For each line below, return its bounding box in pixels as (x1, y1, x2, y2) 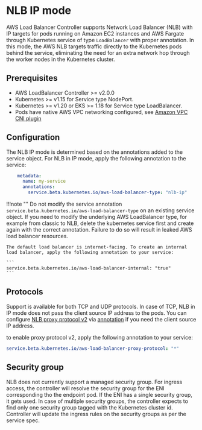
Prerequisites (6, 73, 58, 83)
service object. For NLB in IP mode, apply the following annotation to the (6, 154, 186, 162)
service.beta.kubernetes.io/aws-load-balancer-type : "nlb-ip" (28, 189, 188, 196)
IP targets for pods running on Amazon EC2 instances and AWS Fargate (6, 30, 185, 37)
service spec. (6, 417, 40, 424)
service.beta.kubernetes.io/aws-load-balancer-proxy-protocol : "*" (6, 345, 180, 352)
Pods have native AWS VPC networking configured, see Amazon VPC (14, 108, 188, 115)
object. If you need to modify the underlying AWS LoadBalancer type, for (6, 213, 188, 221)
